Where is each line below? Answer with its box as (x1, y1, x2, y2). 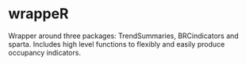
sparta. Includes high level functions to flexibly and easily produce (8, 39, 225, 48)
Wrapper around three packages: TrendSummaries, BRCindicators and (8, 31, 240, 40)
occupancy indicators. (8, 48, 82, 57)
